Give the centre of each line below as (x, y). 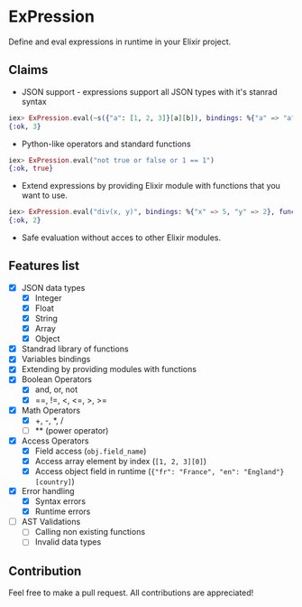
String (46, 318)
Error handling (48, 491)
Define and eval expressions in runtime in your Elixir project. (120, 42)
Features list (44, 266)
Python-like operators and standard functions (106, 144)
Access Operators (55, 441)
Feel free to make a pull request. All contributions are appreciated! (131, 593)
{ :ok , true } (31, 169)
